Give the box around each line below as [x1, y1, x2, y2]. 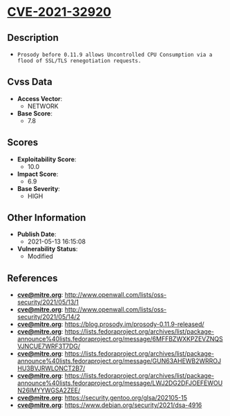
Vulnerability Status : [17, 245, 78, 253]
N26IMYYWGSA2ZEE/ [17, 386, 81, 395]
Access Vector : [17, 94, 63, 102]
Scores [7, 136, 39, 149]
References [7, 272, 58, 284]
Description [7, 32, 59, 44]
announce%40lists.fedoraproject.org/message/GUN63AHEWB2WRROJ [17, 357, 222, 365]
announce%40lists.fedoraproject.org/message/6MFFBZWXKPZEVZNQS [17, 335, 223, 343]
